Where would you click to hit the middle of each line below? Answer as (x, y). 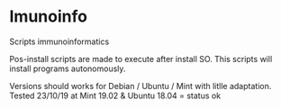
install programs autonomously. (68, 68)
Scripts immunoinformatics (59, 41)
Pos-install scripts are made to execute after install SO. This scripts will (141, 59)
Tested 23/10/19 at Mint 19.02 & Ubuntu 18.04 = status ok (115, 95)
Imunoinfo (49, 17)
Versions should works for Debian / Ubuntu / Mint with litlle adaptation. (140, 86)
